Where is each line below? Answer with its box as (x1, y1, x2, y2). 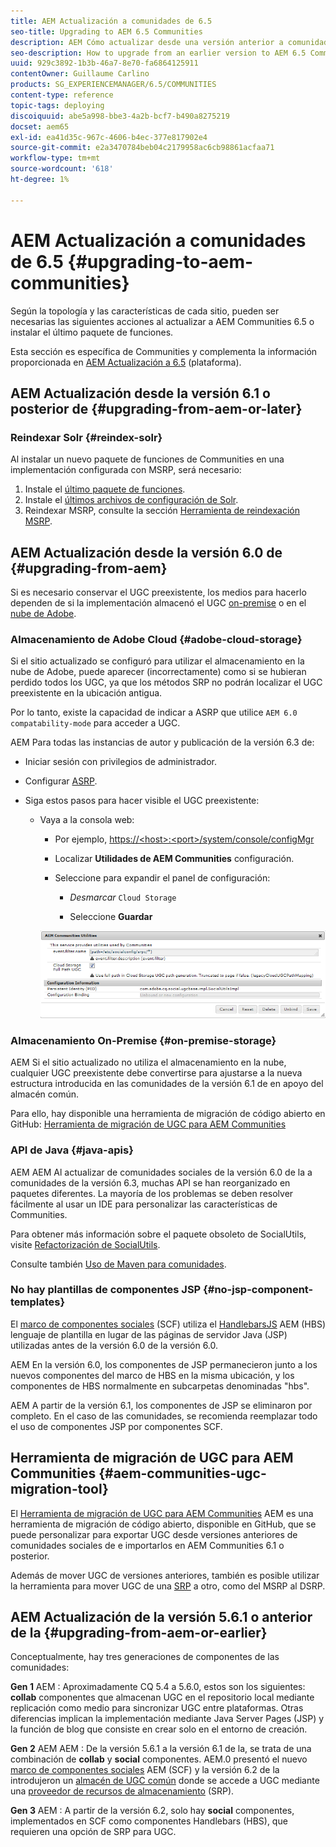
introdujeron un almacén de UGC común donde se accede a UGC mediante (10, 1775, 320, 1787)
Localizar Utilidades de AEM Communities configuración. (54, 853, 295, 865)
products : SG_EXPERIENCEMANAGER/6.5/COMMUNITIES (10, 80, 217, 90)
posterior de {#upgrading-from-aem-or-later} (10, 400, 303, 417)
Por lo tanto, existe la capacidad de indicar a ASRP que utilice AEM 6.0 (10, 706, 298, 719)
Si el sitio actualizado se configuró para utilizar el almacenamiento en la (10, 655, 305, 667)
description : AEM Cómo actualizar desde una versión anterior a (10, 37, 284, 47)
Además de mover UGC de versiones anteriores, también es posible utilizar (10, 1569, 320, 1581)
